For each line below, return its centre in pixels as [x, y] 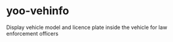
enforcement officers [32, 33]
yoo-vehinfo [38, 11]
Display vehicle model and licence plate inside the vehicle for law [87, 27]
